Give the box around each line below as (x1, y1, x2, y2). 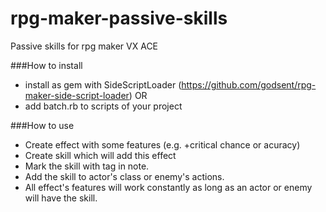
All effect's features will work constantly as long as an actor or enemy (24, 181, 313, 193)
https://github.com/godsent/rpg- (181, 78, 317, 91)
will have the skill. (24, 192, 98, 204)
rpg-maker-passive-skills (10, 7, 228, 30)
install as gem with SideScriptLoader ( (24, 78, 182, 91)
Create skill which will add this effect (24, 149, 177, 161)
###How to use (10, 119, 75, 131)
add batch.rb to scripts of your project (24, 100, 183, 112)
